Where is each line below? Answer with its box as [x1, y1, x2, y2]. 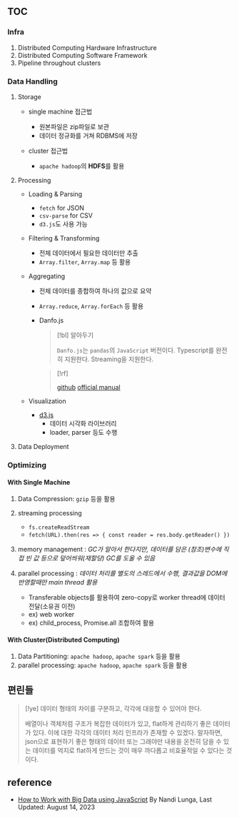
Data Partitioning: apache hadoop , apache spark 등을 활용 [17, 652, 180, 661]
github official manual [56, 383, 121, 391]
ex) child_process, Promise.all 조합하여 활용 [28, 619, 155, 627]
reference [7, 776, 52, 788]
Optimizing [7, 460, 47, 470]
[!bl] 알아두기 [56, 330, 94, 339]
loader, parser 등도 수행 [49, 428, 118, 436]
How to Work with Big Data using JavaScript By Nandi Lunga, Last [17, 795, 213, 804]
